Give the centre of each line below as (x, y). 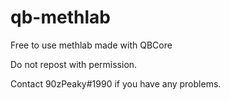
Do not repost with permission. (74, 64)
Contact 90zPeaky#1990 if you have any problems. (116, 83)
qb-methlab (60, 17)
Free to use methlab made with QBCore (91, 45)
